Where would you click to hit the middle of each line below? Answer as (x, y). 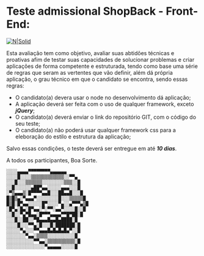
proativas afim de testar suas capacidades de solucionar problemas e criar (100, 59)
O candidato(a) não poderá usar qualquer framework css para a (95, 130)
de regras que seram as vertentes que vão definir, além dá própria (89, 72)
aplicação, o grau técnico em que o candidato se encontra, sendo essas (97, 79)
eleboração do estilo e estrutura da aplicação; (73, 137)
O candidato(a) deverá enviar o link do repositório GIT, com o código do (106, 117)
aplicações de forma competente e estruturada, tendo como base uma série (102, 66)
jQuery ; (25, 110)
